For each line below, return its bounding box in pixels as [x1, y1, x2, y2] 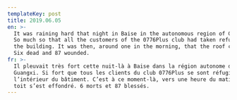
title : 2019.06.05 [7, 17, 61, 24]
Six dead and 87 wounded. [13, 50, 90, 57]
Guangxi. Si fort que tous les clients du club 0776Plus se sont [13, 69, 210, 76]
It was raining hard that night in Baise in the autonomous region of [13, 30, 226, 37]
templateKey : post [7, 10, 61, 18]
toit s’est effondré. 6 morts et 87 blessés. [13, 82, 150, 89]
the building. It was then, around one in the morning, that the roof [13, 43, 226, 50]
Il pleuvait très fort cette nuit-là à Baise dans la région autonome [13, 63, 226, 70]
